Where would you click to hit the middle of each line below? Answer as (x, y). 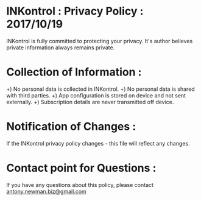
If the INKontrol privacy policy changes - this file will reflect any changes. (98, 143)
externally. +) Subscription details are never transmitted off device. (90, 102)
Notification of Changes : (71, 127)
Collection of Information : (74, 72)
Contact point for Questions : (81, 168)
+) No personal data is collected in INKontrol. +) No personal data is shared (100, 89)
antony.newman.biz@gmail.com (46, 191)
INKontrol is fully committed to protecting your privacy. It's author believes (100, 41)
